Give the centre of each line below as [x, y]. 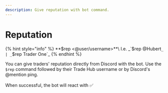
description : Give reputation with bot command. [57, 10]
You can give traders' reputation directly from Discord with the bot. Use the [83, 64]
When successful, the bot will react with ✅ [49, 85]
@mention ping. [22, 74]
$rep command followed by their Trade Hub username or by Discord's [78, 69]
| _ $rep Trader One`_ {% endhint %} [44, 54]
